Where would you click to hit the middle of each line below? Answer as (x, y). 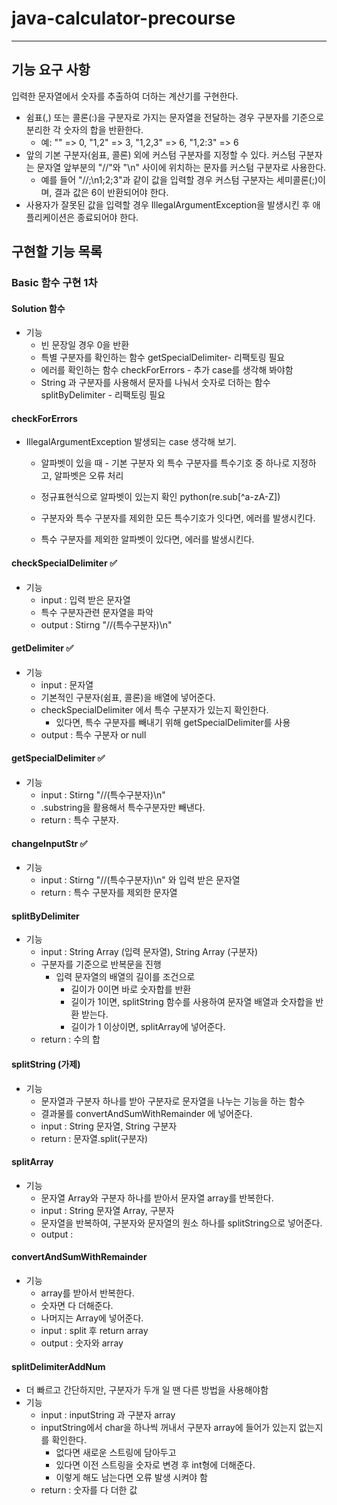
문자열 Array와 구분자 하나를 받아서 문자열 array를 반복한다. (157, 1198)
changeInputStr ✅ (49, 843)
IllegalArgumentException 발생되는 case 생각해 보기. (131, 442)
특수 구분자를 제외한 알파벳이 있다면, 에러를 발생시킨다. (147, 539)
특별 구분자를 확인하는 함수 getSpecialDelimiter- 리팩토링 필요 (163, 358)
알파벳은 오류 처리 (89, 476)
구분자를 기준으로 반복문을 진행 (101, 964)
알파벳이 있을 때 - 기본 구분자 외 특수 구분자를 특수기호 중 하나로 (165, 463)
